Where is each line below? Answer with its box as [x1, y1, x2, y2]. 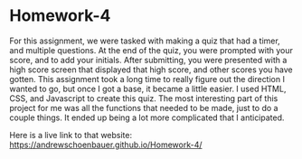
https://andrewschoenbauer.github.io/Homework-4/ [9, 139, 203, 150]
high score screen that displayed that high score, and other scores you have [9, 64, 293, 75]
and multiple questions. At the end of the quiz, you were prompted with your [9, 44, 294, 55]
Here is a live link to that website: [9, 129, 133, 140]
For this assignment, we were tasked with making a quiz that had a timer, [9, 35, 280, 46]
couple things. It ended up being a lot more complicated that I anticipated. [9, 112, 285, 123]
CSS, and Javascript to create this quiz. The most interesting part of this [9, 92, 278, 104]
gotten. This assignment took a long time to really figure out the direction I [9, 73, 285, 84]
